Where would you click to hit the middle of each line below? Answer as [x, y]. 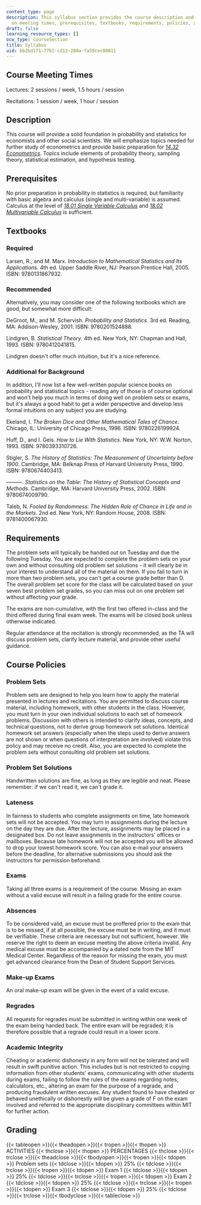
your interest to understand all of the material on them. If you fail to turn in [97, 572]
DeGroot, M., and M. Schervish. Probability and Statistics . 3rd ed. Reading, [98, 321]
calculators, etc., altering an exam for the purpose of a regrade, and [90, 1086]
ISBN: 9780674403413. [35, 470]
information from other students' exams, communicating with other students [100, 1073]
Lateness [20, 802]
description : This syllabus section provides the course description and [100, 17]
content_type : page [31, 12]
